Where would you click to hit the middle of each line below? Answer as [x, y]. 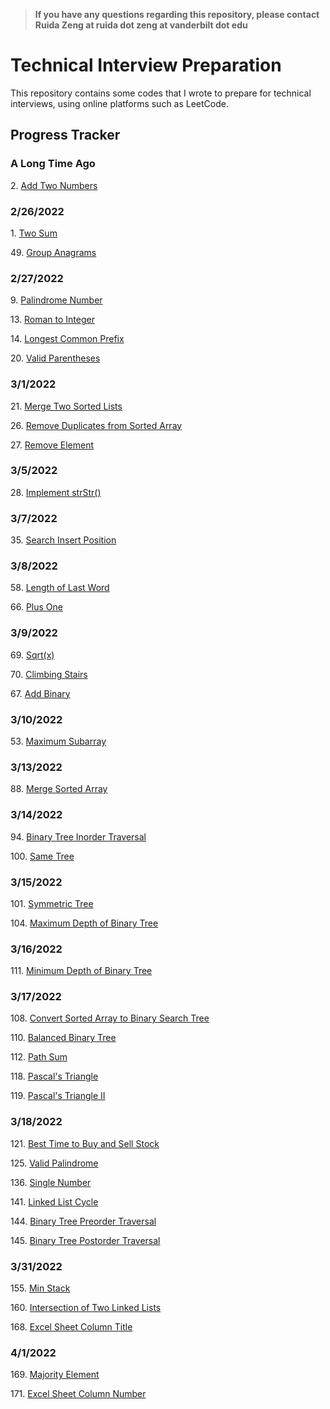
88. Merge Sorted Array [59, 789]
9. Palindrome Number [56, 300]
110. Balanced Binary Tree [63, 1038]
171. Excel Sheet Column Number [78, 1394]
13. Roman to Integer [52, 320]
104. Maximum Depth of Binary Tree [84, 923]
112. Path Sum [39, 1057]
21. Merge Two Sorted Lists [66, 406]
